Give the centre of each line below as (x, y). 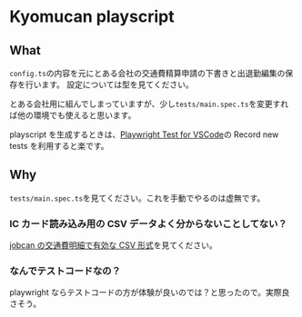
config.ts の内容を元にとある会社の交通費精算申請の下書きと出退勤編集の (147, 73)
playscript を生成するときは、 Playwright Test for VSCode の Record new (144, 134)
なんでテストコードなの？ (65, 272)
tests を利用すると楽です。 (59, 146)
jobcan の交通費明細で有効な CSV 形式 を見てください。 (113, 245)
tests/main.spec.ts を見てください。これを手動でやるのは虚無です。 (137, 198)
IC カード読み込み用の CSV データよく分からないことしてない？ (149, 223)
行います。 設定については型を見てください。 (109, 84)
